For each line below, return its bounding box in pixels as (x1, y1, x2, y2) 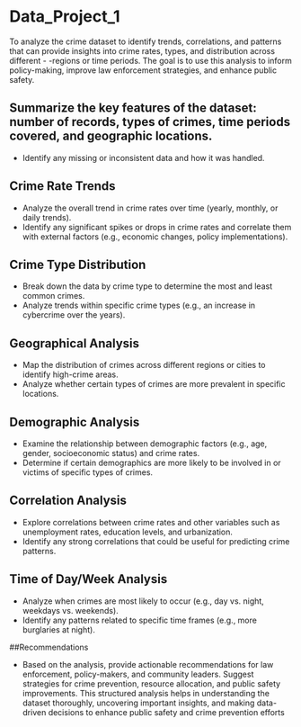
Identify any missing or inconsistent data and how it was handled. (22, 152, 265, 163)
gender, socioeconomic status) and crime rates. (22, 448, 200, 458)
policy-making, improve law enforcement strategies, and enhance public (9, 65, 277, 76)
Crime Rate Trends (9, 178, 116, 194)
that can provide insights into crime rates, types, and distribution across (9, 45, 276, 56)
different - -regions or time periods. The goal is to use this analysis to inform (9, 55, 292, 66)
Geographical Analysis (9, 336, 139, 351)
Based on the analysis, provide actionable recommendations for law (22, 659, 274, 669)
